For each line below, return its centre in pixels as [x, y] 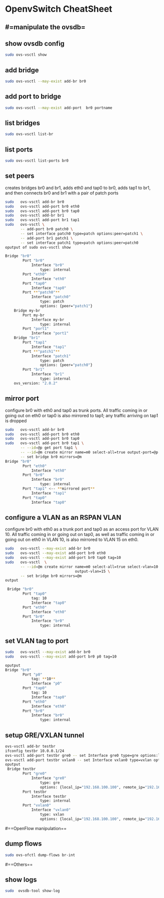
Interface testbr [49, 796]
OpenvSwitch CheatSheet [59, 9]
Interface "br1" [48, 374]
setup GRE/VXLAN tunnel [45, 735]
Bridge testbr [21, 769]
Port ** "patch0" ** [41, 292]
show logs [21, 880]
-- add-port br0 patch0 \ [47, 229]
